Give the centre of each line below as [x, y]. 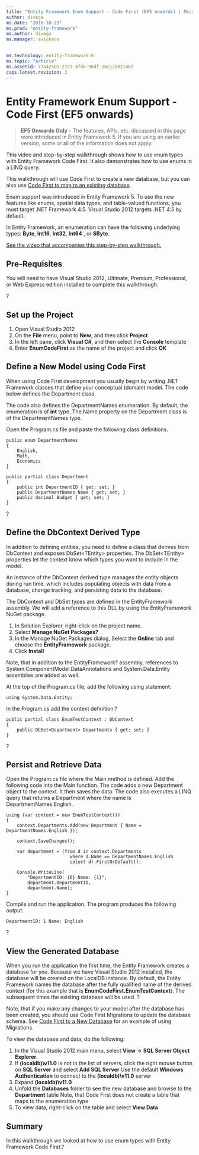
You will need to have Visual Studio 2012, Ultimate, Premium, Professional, [97, 278]
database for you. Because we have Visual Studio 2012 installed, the [89, 972]
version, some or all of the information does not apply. [86, 143]
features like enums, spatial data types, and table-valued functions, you [94, 203]
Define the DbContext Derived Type [73, 533]
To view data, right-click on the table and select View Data [86, 1107]
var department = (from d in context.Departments [79, 852]
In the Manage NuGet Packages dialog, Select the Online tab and [94, 638]
